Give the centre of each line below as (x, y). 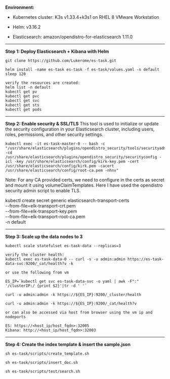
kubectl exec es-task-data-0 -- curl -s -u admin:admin (65, 259)
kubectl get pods (24, 110)
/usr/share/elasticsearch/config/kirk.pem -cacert (60, 166)
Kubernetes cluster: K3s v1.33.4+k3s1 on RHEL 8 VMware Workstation (86, 17)
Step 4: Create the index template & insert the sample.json (68, 344)
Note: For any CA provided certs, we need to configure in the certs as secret (85, 180)
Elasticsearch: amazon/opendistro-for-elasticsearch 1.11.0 (73, 37)
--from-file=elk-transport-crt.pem (40, 206)
